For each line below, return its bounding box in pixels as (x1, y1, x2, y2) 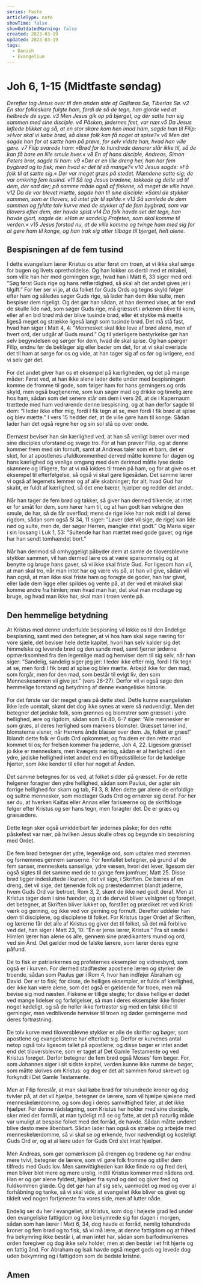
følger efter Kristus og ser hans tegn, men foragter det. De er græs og (7, 805, 180, 812)
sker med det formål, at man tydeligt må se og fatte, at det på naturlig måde (7, 1112, 194, 1119)
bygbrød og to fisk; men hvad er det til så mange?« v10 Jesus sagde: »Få (7, 163, 189, 170)
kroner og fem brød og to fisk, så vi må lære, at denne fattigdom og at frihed (7, 1227, 196, 1234)
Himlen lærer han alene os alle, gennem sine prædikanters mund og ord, (7, 933, 186, 940)
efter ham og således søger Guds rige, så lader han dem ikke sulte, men (7, 292, 185, 299)
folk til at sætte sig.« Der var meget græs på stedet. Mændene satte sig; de (7, 170, 194, 177)
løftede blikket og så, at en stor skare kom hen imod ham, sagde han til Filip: (7, 124, 197, 132)
